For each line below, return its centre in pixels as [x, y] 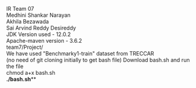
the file [15, 66]
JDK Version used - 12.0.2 [39, 34]
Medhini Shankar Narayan [39, 15]
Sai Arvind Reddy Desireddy [41, 28]
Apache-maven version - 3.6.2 [44, 41]
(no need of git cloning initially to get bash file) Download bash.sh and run [98, 60]
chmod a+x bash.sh [31, 73]
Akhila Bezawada [28, 21]
